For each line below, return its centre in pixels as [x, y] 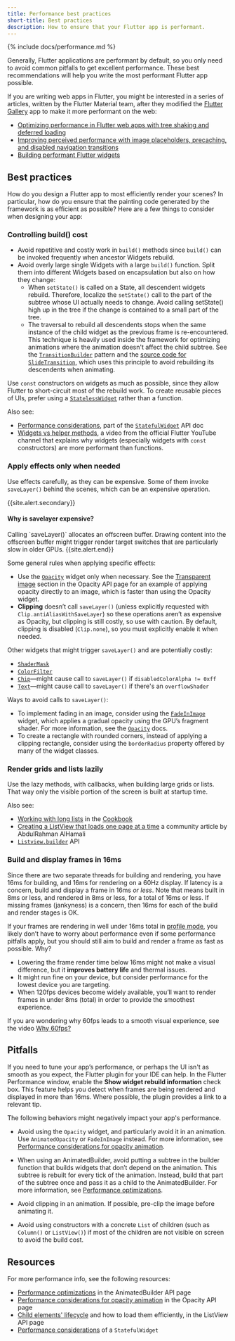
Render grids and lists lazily [55, 769]
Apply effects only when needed [64, 466]
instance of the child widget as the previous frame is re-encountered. [128, 332]
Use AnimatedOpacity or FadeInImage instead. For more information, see [120, 1139]
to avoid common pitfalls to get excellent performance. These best [103, 68]
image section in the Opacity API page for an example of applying [112, 584]
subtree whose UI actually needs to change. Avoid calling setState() [126, 303]
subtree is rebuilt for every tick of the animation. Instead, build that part [120, 1175]
